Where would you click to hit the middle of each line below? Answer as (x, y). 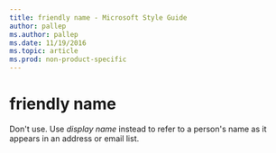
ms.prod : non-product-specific (68, 59)
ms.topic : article (44, 51)
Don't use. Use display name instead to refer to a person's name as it (138, 129)
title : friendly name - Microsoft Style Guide (98, 18)
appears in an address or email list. (74, 138)
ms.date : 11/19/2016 (48, 43)
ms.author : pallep (44, 34)
